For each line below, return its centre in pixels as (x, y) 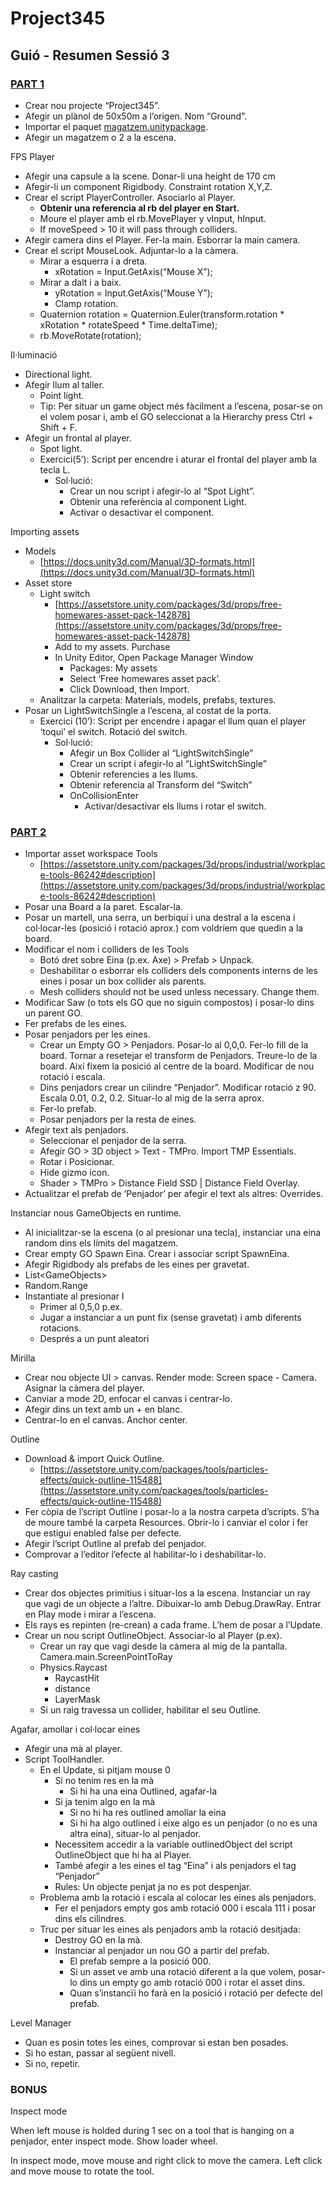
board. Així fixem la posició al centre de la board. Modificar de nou (177, 1066)
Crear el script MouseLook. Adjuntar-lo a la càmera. (131, 250)
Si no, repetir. (52, 2064)
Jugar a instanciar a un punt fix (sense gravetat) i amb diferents (170, 1318)
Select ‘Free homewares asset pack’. (145, 678)
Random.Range (56, 1286)
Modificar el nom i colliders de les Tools (107, 949)
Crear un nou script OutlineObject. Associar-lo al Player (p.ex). (153, 1636)
